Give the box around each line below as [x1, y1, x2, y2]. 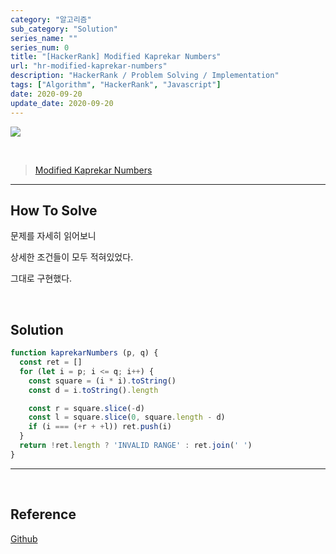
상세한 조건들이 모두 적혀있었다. [10, 251, 134, 263]
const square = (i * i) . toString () [28, 376, 177, 386]
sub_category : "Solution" [10, 24, 118, 34]
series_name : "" [10, 33, 78, 43]
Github [10, 532, 38, 545]
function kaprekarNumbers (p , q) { [10, 348, 159, 358]
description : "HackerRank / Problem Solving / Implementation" [10, 71, 280, 81]
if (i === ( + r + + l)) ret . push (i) [28, 422, 172, 432]
